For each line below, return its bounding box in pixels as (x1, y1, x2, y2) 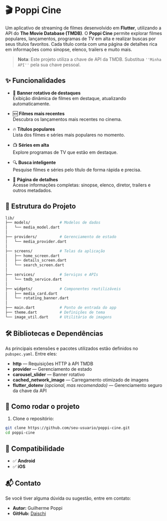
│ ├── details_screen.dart (5, 258, 67, 263)
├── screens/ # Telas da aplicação (5, 248, 105, 253)
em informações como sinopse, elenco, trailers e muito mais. (5, 46, 133, 52)
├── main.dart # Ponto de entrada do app (5, 305, 116, 310)
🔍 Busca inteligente (12, 159, 56, 166)
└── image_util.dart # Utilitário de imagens (5, 314, 112, 319)
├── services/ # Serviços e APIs (5, 272, 99, 277)
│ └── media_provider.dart (5, 239, 67, 244)
